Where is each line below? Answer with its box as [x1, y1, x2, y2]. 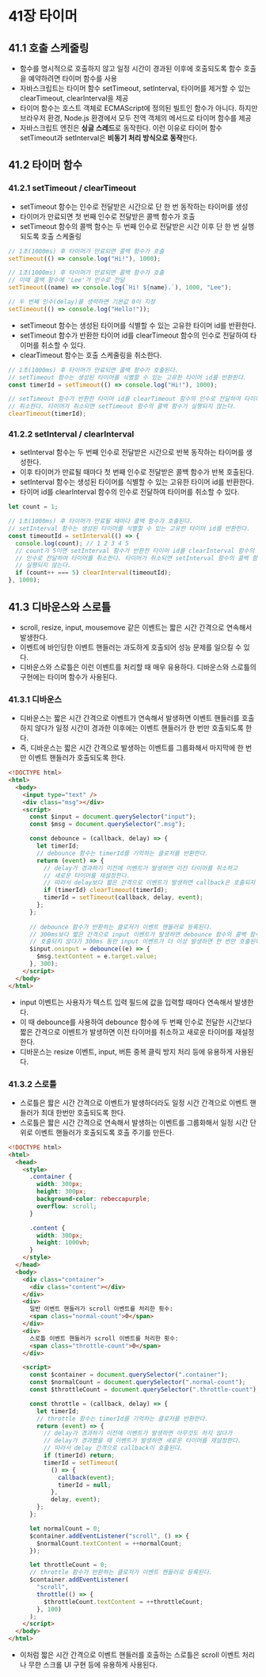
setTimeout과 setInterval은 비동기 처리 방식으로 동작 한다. [19, 133, 198, 143]
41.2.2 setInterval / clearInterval [8, 429, 135, 440]
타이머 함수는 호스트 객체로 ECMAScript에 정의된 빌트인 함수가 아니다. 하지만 [19, 104, 258, 112]
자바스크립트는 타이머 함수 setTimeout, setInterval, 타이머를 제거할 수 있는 [19, 84, 251, 93]
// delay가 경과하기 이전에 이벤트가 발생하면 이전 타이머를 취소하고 [43, 864, 238, 872]
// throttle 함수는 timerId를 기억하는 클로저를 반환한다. [36, 1415, 209, 1423]
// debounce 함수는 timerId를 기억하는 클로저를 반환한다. [36, 849, 209, 857]
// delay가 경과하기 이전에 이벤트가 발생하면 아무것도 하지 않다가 [43, 1429, 233, 1438]
